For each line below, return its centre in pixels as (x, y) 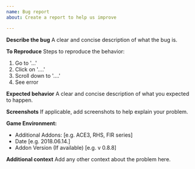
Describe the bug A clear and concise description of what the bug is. (92, 40)
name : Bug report (28, 12)
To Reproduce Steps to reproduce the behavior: (65, 51)
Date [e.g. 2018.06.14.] (43, 141)
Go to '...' (26, 63)
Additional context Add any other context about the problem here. (88, 159)
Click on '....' (30, 69)
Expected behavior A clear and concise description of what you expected (98, 93)
